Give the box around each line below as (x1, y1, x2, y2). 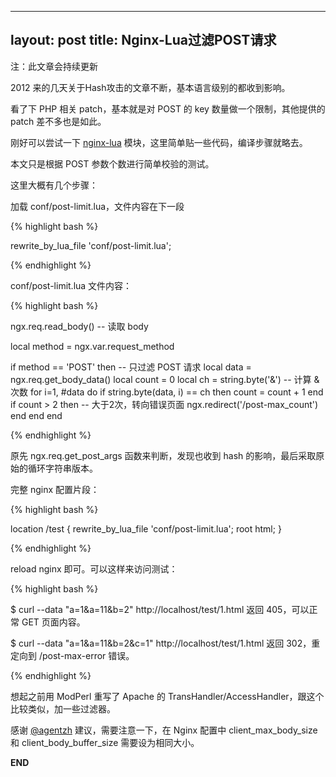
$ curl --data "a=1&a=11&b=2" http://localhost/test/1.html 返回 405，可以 (10, 603, 310, 615)
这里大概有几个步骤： (10, 179, 98, 191)
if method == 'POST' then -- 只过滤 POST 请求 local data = (10, 361, 252, 373)
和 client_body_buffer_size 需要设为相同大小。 (10, 736, 200, 748)
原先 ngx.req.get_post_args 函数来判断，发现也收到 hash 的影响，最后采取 (10, 449, 317, 461)
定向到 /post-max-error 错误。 (10, 649, 135, 661)
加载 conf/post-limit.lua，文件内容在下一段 (10, 200, 185, 212)
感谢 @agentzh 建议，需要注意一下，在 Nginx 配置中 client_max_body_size (10, 724, 318, 736)
